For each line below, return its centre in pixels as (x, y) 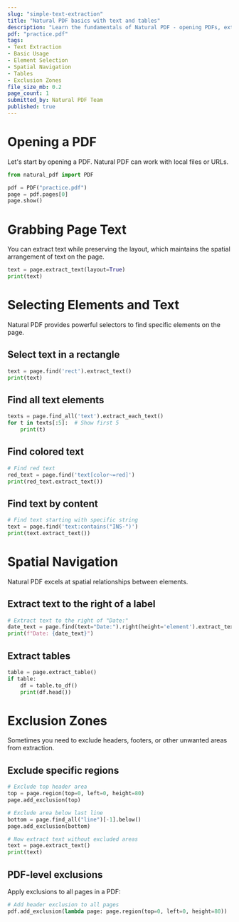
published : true (31, 107)
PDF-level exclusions (55, 875)
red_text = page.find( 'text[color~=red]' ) (71, 475)
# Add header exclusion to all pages (63, 905)
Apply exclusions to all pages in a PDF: (64, 891)
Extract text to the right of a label (81, 604)
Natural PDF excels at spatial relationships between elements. (98, 581)
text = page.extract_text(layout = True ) (67, 270)
